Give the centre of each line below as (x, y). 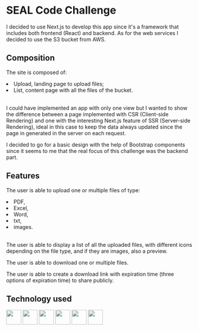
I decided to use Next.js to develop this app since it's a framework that (92, 27)
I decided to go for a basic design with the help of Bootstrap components (96, 144)
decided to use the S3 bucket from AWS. (56, 39)
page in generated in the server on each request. (66, 133)
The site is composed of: (37, 72)
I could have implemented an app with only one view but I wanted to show (97, 108)
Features (23, 176)
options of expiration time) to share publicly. (60, 280)
